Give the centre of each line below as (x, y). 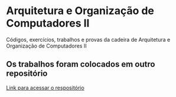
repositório (27, 74)
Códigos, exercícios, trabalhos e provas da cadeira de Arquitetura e (88, 39)
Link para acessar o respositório (45, 88)
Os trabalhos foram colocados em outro (81, 64)
